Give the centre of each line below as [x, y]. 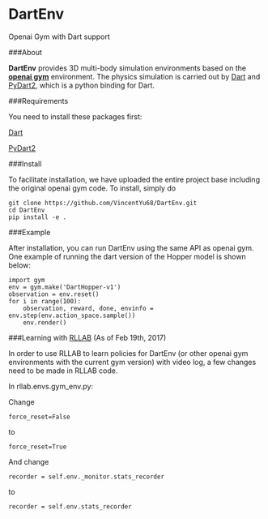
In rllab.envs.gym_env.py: [51, 386]
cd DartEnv [27, 210]
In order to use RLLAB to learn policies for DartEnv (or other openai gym [128, 353]
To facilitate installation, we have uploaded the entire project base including [134, 179]
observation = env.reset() [54, 294]
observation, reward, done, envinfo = [88, 308]
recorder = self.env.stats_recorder [70, 506]
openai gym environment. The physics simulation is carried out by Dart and [134, 76]
